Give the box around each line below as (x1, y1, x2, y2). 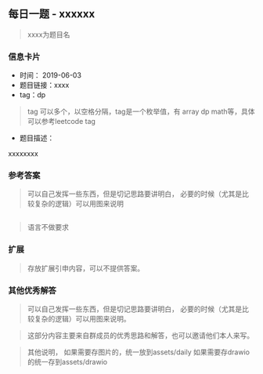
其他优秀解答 (8, 285, 57, 296)
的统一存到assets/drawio (27, 358, 108, 366)
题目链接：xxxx (19, 81, 70, 90)
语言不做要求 (27, 223, 69, 232)
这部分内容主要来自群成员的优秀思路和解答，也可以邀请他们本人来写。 (27, 331, 254, 340)
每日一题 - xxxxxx (8, 7, 95, 21)
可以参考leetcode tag (27, 117, 96, 126)
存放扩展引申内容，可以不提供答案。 (27, 263, 145, 273)
